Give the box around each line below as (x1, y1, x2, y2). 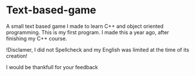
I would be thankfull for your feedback (6, 63, 98, 70)
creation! (6, 52, 28, 59)
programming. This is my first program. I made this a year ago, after (6, 28, 169, 35)
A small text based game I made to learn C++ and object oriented (6, 23, 164, 30)
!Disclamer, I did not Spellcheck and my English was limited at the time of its (6, 46, 189, 53)
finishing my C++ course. (6, 35, 67, 42)
